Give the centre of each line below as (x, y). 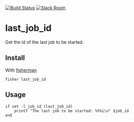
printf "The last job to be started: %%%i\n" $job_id (72, 111)
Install (15, 58)
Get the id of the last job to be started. (44, 42)
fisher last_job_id (26, 79)
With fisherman (21, 70)
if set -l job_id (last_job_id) (39, 106)
